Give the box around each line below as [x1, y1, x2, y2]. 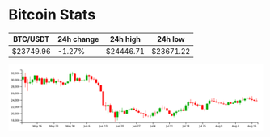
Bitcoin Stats [8, 6, 96, 24]
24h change [57, 35, 99, 44]
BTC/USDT [13, 35, 50, 44]
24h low [156, 35, 185, 44]
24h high [109, 35, 141, 44]
